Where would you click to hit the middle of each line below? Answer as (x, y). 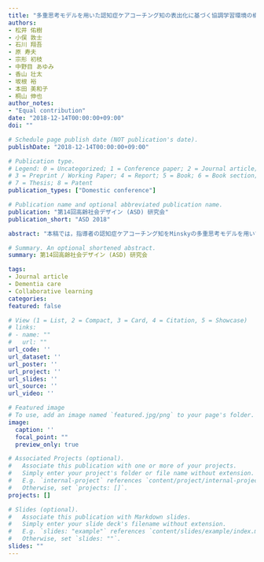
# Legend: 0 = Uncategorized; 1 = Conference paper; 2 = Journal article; (133, 169)
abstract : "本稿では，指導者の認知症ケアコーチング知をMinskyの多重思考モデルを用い (132, 233)
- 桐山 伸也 (26, 96)
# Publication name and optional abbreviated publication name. (115, 205)
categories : (27, 299)
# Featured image (37, 408)
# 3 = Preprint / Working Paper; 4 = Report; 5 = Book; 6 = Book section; (133, 176)
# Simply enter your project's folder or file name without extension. (132, 474)
